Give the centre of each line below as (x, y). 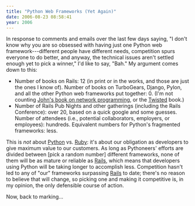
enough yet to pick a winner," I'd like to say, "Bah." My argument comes (92, 64)
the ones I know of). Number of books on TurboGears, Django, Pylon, (98, 88)
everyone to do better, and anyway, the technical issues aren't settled (90, 57)
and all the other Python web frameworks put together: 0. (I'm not (94, 93)
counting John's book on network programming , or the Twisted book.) (99, 100)
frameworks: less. (36, 131)
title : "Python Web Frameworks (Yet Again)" (61, 11)
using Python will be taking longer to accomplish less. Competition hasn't (95, 167)
